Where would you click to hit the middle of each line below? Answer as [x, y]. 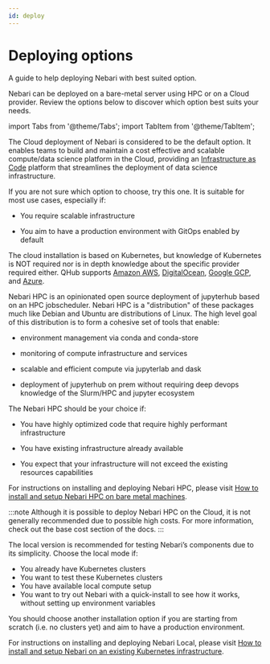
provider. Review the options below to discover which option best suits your [133, 102]
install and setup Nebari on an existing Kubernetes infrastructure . [116, 651]
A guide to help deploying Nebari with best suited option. [102, 78]
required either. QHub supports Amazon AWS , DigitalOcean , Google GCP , [130, 272]
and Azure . [27, 281]
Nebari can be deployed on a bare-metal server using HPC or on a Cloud [129, 93]
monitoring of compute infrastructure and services [104, 353]
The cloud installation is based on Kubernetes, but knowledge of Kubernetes [135, 255]
